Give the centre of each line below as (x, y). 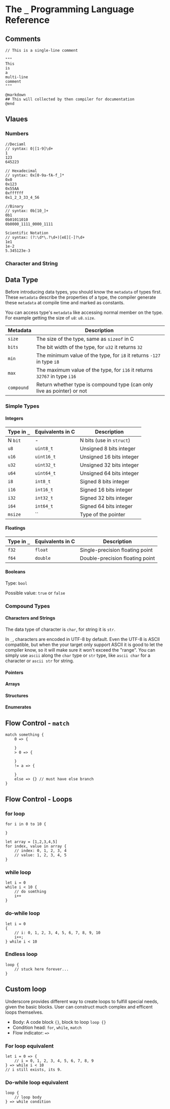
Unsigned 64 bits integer (110, 473)
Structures (17, 695)
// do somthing (30, 892)
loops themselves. (24, 1012)
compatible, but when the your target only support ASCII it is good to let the (84, 645)
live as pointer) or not (61, 391)
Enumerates (18, 707)
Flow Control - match (37, 723)
